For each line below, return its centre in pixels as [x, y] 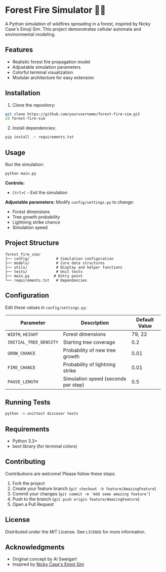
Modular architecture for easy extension [53, 77]
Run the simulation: [25, 164]
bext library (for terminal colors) [45, 446]
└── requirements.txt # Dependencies [46, 280]
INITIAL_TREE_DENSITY [33, 342]
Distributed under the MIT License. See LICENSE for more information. [75, 531]
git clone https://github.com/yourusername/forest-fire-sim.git [73, 114]
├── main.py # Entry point [44, 276]
